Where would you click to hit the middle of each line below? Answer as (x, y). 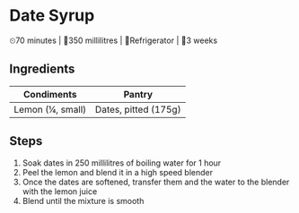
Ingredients (42, 69)
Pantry (138, 94)
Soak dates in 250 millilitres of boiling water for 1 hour (122, 163)
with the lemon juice (60, 191)
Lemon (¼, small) (50, 109)
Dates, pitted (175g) (138, 109)
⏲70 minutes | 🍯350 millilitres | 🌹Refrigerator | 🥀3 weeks (114, 40)
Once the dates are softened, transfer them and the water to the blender (156, 182)
